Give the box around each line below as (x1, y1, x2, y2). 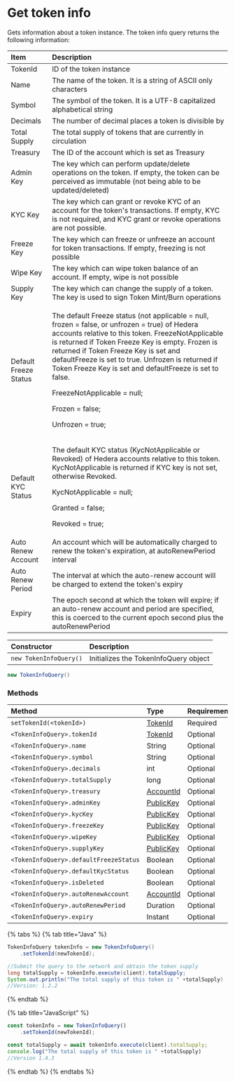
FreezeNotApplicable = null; (52, 388, 143, 397)
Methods (7, 688, 38, 698)
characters (52, 84, 87, 94)
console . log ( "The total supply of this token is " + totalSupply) (7, 1048, 201, 1055)
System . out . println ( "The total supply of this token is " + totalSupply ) (7, 976, 224, 983)
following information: (7, 35, 70, 44)
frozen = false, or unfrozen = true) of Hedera (52, 319, 199, 329)
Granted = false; (52, 503, 105, 513)
